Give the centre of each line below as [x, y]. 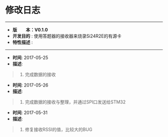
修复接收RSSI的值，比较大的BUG [58, 129]
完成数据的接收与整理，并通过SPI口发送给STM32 [75, 102]
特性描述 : [22, 42]
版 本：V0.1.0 [30, 29]
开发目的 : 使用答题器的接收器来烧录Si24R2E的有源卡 [67, 36]
